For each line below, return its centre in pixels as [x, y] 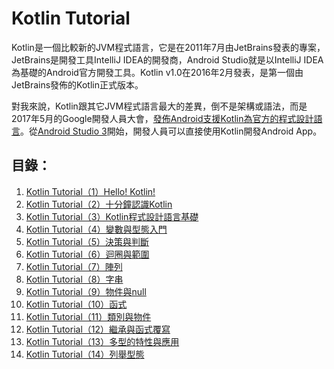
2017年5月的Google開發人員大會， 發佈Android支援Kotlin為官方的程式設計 [162, 118]
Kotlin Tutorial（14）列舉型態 [85, 354]
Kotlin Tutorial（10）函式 [76, 304]
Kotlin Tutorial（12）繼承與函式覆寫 [98, 329]
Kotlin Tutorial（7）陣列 [74, 266]
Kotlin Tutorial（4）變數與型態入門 [96, 229]
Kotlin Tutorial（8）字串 [74, 279]
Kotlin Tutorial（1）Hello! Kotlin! [90, 191]
